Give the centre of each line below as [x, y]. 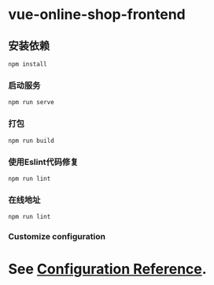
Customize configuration [57, 237]
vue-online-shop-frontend [97, 15]
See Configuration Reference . [107, 269]
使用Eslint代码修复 [43, 162]
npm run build [31, 141]
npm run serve [31, 103]
